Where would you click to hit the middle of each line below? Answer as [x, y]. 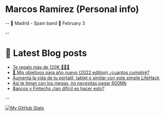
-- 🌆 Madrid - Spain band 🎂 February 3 [45, 23]
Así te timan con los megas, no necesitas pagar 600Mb [69, 83]
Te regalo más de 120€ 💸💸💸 [41, 67]
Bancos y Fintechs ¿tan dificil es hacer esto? [58, 88]
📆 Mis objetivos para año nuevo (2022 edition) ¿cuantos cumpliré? [81, 72]
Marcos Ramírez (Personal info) [72, 9]
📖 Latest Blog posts [46, 53]
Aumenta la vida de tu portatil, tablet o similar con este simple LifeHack [86, 78]
